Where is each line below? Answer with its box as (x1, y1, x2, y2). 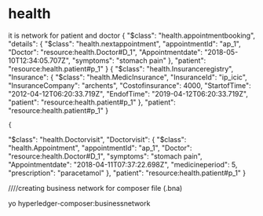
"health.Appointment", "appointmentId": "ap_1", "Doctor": (8, 143, 192, 152)
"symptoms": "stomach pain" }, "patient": (71, 56, 206, 65)
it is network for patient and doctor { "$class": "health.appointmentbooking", (8, 31, 256, 40)
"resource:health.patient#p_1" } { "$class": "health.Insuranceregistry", (8, 64, 234, 73)
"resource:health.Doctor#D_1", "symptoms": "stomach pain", (8, 151, 203, 161)
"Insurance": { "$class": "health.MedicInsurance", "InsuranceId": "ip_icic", (8, 72, 247, 82)
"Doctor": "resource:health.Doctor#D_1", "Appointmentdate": (8, 47, 203, 57)
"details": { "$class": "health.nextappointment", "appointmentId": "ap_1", (8, 38, 241, 48)
